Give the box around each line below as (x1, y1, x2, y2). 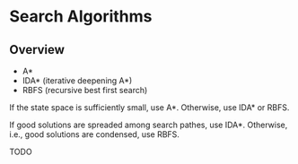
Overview (9, 42, 66, 57)
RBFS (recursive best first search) (22, 85, 148, 95)
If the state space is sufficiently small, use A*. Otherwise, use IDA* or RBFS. (9, 102, 290, 113)
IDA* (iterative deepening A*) (22, 75, 133, 86)
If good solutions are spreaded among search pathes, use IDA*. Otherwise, (9, 119, 288, 130)
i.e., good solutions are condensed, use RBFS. (9, 129, 180, 140)
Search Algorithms (9, 6, 153, 27)
